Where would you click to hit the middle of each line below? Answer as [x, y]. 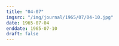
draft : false [22, 34]
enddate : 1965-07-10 [32, 28]
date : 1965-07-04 [28, 23]
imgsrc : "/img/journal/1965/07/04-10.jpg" [60, 17]
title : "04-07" [25, 12]
